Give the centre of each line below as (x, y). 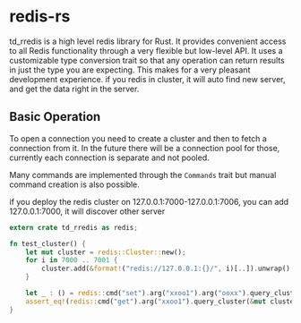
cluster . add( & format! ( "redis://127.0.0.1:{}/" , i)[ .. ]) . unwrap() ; (168, 269)
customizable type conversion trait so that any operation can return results (147, 60)
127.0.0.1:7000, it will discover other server (87, 211)
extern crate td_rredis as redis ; (74, 227)
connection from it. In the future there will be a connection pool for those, (145, 148)
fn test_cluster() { (48, 243)
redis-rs (40, 17)
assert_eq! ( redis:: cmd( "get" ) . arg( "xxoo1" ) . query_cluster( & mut (146, 302)
